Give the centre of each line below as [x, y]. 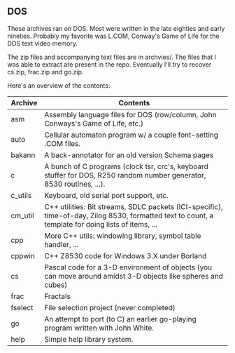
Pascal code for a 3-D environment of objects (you [128, 267]
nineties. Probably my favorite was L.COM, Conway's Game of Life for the [113, 36]
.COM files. [63, 143]
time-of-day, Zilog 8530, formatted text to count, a [129, 215]
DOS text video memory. [43, 43]
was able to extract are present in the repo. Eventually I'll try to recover [109, 64]
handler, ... [62, 244]
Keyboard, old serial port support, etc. [107, 195]
